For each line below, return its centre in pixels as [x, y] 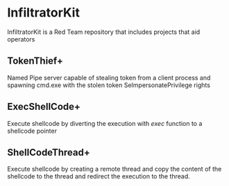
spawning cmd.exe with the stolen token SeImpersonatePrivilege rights [109, 85]
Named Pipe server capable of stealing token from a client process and [109, 77]
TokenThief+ [35, 61]
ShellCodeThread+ [49, 152]
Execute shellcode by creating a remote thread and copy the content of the [114, 169]
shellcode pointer [32, 131]
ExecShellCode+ [44, 107]
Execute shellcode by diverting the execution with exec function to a [105, 123]
